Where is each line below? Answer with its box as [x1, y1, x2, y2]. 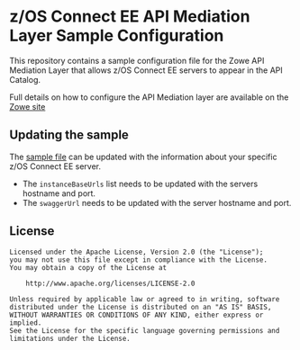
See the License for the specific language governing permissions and [9, 326, 280, 335]
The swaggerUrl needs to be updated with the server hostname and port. [22, 197, 292, 208]
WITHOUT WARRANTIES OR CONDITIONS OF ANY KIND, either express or [9, 310, 264, 319]
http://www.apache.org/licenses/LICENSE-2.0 [25, 279, 195, 288]
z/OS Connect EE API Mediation [9, 6, 250, 27]
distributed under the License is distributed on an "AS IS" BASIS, [9, 302, 272, 311]
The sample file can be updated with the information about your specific [9, 151, 277, 162]
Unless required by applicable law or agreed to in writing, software [9, 294, 280, 303]
